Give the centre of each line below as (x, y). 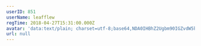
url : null (19, 34)
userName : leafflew (31, 17)
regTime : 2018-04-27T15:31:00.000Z (51, 23)
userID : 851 (21, 12)
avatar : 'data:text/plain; (40, 28)
